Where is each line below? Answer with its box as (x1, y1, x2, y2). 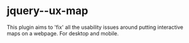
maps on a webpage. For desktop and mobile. (7, 29, 119, 37)
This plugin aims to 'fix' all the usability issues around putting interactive (7, 24, 184, 31)
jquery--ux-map (7, 4, 89, 18)
